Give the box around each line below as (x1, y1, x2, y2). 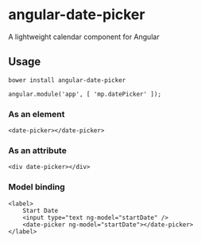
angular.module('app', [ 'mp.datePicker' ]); (8, 90, 161, 98)
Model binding (8, 182, 65, 193)
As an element (8, 108, 65, 120)
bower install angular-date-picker (8, 76, 126, 84)
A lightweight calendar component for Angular (8, 32, 160, 41)
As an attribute (8, 145, 68, 156)
